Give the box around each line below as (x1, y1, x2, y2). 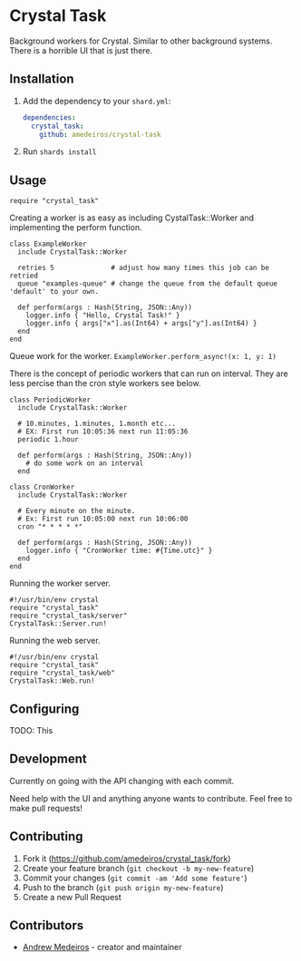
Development (9, 752, 88, 767)
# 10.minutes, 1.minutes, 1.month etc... (17, 419, 177, 429)
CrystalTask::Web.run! (9, 676, 95, 685)
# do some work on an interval (25, 459, 144, 468)
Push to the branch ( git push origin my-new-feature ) (22, 881, 224, 893)
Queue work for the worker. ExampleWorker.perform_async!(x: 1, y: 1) (9, 351, 277, 362)
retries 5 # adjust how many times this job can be (17, 264, 270, 273)
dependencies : (22, 112, 76, 122)
